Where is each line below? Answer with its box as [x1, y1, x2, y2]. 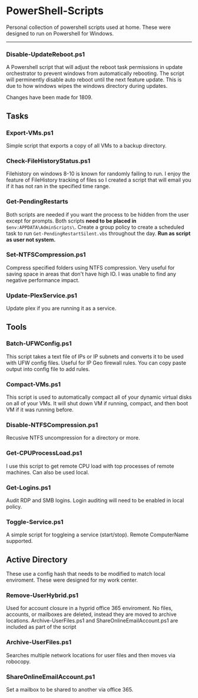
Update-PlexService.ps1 [6, 291, 78, 299]
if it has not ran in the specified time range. [6, 183, 111, 190]
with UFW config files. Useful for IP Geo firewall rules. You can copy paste [6, 359, 187, 366]
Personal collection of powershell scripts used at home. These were [6, 24, 171, 31]
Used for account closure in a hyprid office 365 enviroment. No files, [6, 605, 173, 612]
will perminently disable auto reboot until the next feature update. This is [6, 76, 182, 83]
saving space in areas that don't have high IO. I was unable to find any [6, 270, 176, 277]
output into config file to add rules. [6, 365, 90, 372]
